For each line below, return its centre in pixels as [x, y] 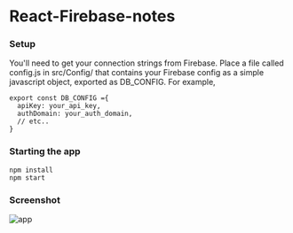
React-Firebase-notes [92, 16]
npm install [31, 170]
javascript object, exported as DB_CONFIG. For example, [112, 82]
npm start [28, 178]
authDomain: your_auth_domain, [75, 114]
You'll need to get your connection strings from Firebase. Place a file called [146, 63]
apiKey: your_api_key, [59, 106]
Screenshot [35, 199]
